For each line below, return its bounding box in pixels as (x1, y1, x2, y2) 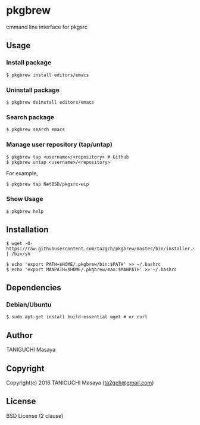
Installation (6, 225, 49, 235)
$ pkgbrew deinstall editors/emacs (6, 99, 95, 105)
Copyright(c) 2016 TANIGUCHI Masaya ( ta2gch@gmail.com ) (6, 379, 154, 386)
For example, (6, 169, 39, 176)
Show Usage (6, 195, 43, 203)
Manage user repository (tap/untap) (6, 141, 113, 149)
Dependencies (6, 283, 61, 293)
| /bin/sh (6, 251, 31, 257)
